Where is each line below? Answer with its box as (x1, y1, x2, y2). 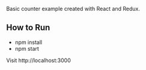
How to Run (6, 22, 50, 33)
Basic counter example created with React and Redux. (6, 5, 140, 12)
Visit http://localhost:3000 (6, 57, 71, 64)
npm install (14, 39, 43, 46)
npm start (14, 45, 39, 52)
